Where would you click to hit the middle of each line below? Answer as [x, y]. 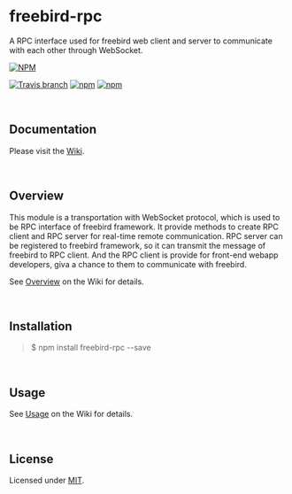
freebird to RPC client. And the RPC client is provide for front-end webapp [144, 255]
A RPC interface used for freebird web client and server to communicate [141, 41]
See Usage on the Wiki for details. [71, 414]
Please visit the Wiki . [47, 151]
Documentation [53, 130]
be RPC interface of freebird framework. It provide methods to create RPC [144, 227]
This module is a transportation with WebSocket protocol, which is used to [145, 217]
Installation [41, 326]
